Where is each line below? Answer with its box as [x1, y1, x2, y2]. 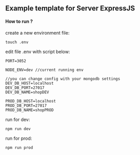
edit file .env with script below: [5, 48, 70, 55]
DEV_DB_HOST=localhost [5, 81, 54, 86]
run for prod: [5, 135, 32, 141]
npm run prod [5, 145, 33, 150]
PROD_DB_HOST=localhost [5, 98, 56, 104]
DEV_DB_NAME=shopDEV [5, 89, 50, 95]
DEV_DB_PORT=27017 [5, 85, 45, 90]
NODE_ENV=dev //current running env [5, 67, 84, 72]
